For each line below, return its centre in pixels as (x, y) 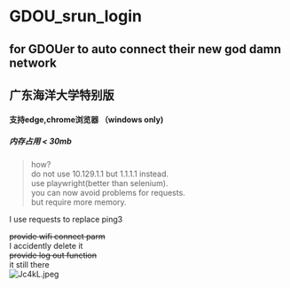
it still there (30, 264)
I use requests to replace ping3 (66, 219)
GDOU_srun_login (75, 16)
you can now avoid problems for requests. (108, 192)
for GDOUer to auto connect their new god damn (145, 49)
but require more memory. (78, 202)
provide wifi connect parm (57, 236)
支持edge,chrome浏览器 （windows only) (86, 119)
